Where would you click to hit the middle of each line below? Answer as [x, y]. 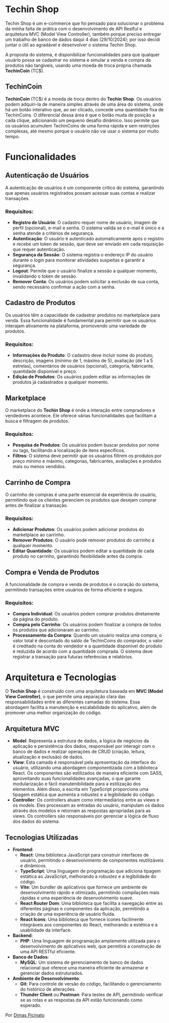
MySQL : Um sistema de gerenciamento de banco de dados [82, 962]
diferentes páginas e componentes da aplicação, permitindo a [84, 909]
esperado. [31, 1005]
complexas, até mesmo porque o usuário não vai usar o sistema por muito [82, 131]
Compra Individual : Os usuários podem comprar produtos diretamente [86, 614]
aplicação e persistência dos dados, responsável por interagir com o [84, 746]
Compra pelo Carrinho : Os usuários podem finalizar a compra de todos [87, 625]
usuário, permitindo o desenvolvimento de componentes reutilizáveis [92, 860]
